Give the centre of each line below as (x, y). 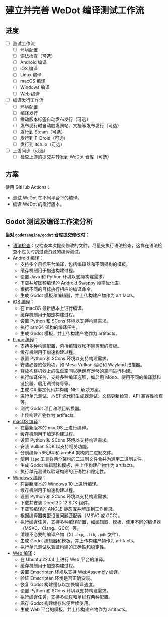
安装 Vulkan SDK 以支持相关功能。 (56, 446)
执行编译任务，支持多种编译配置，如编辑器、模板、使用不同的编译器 (91, 522)
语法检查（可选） (38, 56)
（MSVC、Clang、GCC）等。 (51, 528)
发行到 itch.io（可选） (43, 144)
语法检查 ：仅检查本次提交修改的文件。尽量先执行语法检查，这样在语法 (85, 245)
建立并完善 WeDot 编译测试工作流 (75, 10)
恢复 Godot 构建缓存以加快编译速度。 (58, 584)
